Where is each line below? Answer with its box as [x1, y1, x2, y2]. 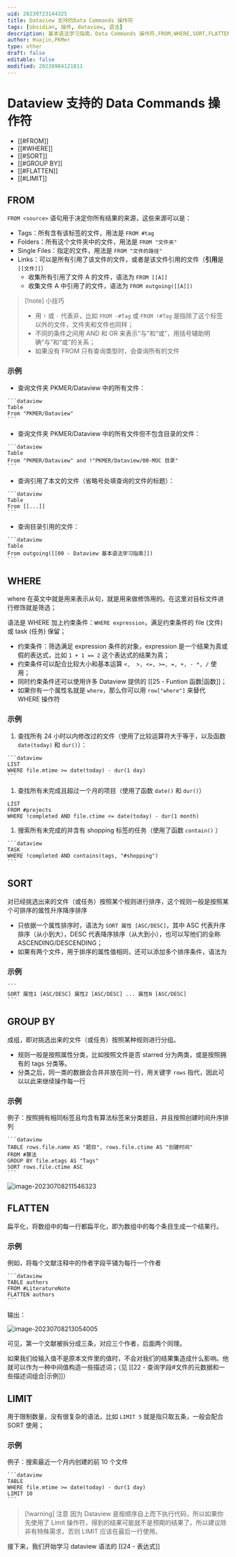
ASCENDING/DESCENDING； [17, 938, 103, 947]
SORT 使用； [7, 1420, 44, 1430]
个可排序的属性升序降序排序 [7, 906, 88, 914]
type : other [7, 43, 42, 50]
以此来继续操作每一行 [23, 1077, 86, 1085]
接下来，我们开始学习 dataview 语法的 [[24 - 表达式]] [7, 1542, 160, 1551]
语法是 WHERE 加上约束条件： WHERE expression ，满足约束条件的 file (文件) [7, 618, 223, 627]
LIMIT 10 [7, 1490, 33, 1497]
